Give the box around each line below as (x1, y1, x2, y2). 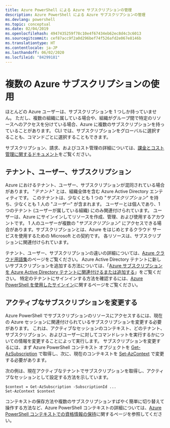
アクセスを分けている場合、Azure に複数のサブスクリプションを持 (22, 121, 160, 128)
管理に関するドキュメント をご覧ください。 (5, 151, 94, 158)
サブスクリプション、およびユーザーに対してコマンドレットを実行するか (5, 331, 156, 338)
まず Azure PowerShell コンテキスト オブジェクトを (22, 344, 131, 350)
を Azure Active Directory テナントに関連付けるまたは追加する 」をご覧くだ (5, 269, 161, 275)
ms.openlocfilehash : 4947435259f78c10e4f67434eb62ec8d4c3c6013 (5, 31, 142, 36)
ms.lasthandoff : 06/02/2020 (5, 50, 65, 55)
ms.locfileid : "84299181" (5, 54, 60, 60)
